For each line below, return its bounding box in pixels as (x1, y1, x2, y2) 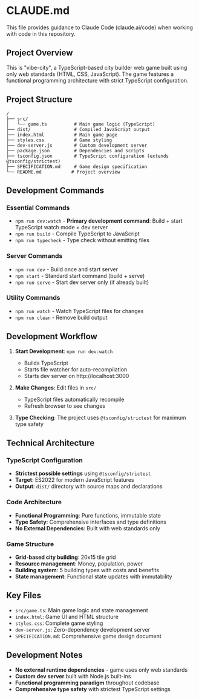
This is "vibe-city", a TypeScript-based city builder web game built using (6, 64, 188, 71)
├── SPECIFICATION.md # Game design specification (6, 163, 148, 170)
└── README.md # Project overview (6, 169, 120, 175)
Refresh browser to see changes (24, 402, 106, 410)
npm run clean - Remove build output (15, 314, 108, 321)
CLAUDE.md (6, 4, 70, 18)
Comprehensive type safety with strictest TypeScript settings (15, 685, 171, 692)
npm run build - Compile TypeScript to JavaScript (15, 230, 140, 237)
